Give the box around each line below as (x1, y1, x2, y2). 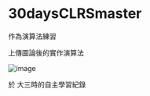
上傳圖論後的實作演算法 (8, 48, 84, 57)
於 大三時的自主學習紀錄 (8, 80, 86, 89)
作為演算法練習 (8, 31, 57, 41)
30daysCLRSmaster (8, 5, 142, 23)
